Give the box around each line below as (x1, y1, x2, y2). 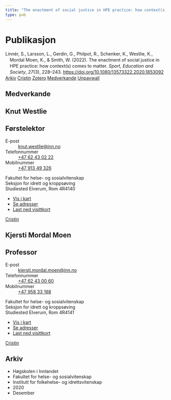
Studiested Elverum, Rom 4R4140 (5, 185, 75, 191)
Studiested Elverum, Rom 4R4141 (5, 309, 75, 316)
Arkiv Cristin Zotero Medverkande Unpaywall (5, 75, 100, 81)
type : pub (5, 12, 26, 17)
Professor (5, 248, 37, 257)
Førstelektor (5, 124, 45, 133)
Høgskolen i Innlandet (12, 368, 59, 374)
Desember (12, 390, 35, 396)
